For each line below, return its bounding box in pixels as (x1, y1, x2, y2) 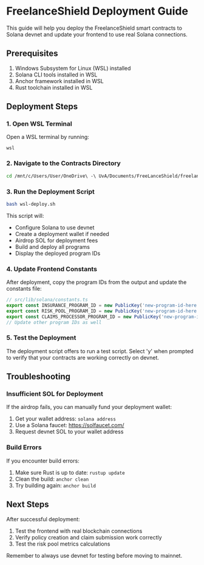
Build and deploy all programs (15, 243, 90, 250)
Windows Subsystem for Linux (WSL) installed (15, 64, 131, 72)
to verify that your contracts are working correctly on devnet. (6, 354, 160, 361)
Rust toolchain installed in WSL (15, 84, 93, 91)
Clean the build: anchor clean (15, 475, 89, 482)
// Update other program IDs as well (6, 319, 102, 325)
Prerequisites (6, 49, 58, 59)
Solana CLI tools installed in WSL (15, 71, 98, 78)
